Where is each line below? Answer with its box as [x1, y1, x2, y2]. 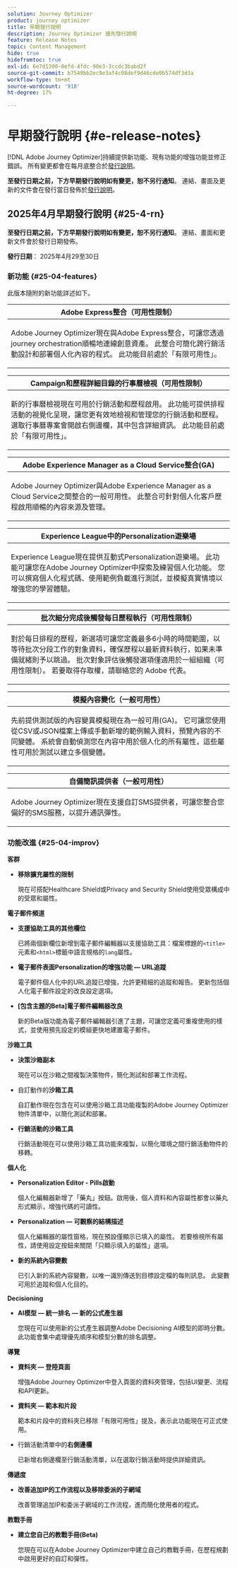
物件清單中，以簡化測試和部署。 [17, 1110, 111, 1118]
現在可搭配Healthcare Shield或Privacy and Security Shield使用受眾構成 [17, 885, 224, 894]
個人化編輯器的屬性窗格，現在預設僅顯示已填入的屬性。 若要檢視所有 [17, 1233, 217, 1241]
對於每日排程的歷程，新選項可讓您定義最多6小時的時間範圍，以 [11, 634, 221, 644]
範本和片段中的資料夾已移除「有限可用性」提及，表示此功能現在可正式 [17, 1416, 222, 1425]
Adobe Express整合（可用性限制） [60, 307, 177, 317]
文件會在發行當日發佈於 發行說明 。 [19, 185, 119, 194]
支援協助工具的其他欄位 [17, 924, 86, 933]
